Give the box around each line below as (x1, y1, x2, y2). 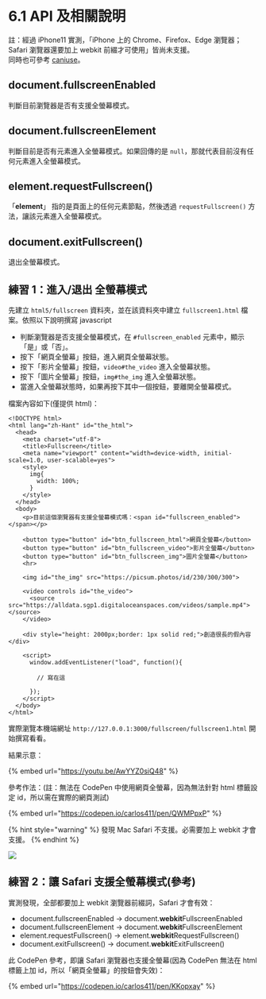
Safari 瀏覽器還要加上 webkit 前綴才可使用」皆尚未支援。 (8, 45, 195, 54)
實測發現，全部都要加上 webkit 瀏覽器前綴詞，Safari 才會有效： (8, 897, 215, 907)
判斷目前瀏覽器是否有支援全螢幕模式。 (8, 100, 133, 110)
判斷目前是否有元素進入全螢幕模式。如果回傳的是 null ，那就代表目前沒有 (8, 146, 248, 156)
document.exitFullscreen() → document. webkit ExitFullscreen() (19, 939, 225, 948)
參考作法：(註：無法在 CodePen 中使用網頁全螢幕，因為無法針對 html (8, 783, 236, 792)
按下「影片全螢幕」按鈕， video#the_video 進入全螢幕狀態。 (19, 362, 215, 371)
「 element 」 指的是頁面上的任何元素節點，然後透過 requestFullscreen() (8, 202, 247, 211)
